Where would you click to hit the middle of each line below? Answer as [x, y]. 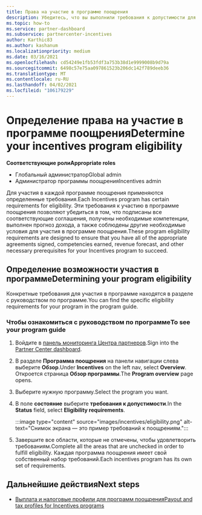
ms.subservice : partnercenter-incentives [59, 34]
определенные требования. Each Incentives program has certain [88, 199]
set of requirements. [40, 465]
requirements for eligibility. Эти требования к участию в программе [93, 206]
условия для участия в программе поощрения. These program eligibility [98, 231]
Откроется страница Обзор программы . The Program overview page [104, 374]
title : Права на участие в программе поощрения [67, 12]
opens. [24, 380]
